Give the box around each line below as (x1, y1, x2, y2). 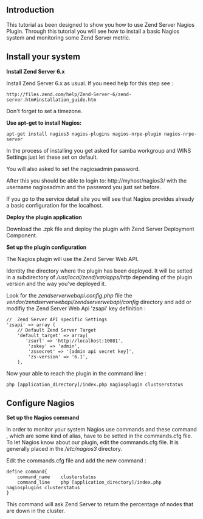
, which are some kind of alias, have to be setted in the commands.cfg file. (6, 432, 193, 440)
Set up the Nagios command (6, 414, 80, 422)
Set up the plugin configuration (6, 243, 87, 251)
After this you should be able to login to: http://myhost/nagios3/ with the (6, 176, 187, 184)
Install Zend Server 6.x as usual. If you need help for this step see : (6, 79, 173, 87)
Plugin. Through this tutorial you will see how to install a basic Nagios (6, 27, 180, 35)
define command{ (6, 468, 47, 475)
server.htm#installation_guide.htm (6, 97, 97, 103)
